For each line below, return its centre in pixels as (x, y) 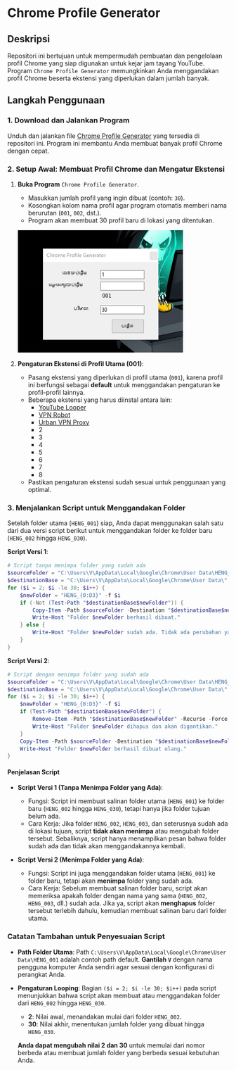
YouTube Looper (62, 407)
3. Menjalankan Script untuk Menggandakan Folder (97, 508)
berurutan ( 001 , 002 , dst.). (65, 213)
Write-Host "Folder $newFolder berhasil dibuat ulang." (104, 749)
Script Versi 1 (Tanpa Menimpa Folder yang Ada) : (90, 788)
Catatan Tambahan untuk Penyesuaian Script (86, 936)
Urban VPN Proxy (64, 422)
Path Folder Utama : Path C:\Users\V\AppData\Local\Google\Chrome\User (122, 952)
